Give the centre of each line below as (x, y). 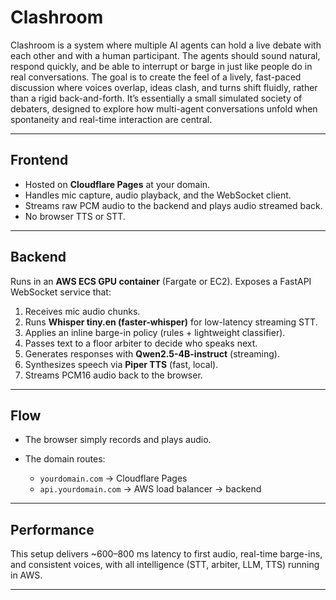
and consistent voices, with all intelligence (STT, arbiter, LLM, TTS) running (165, 565)
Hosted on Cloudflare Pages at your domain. (117, 184)
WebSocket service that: (61, 292)
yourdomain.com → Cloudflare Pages (113, 478)
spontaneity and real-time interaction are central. (111, 119)
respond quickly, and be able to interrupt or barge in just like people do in (161, 66)
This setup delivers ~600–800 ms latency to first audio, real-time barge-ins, (166, 554)
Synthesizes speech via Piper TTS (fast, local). (121, 364)
